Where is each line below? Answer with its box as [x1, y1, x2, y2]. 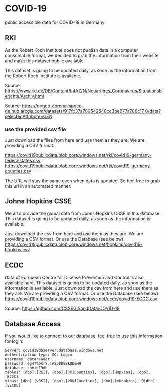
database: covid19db [5, 365, 48, 371]
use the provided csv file [5, 126, 66, 133]
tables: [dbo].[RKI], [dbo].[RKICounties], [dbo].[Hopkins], [5, 370, 135, 375]
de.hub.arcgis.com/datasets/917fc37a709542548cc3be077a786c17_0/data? [5, 108, 161, 114]
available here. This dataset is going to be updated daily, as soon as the [5, 280, 152, 286]
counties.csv [5, 168, 31, 174]
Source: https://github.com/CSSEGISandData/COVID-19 [5, 305, 120, 311]
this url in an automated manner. [5, 183, 71, 189]
